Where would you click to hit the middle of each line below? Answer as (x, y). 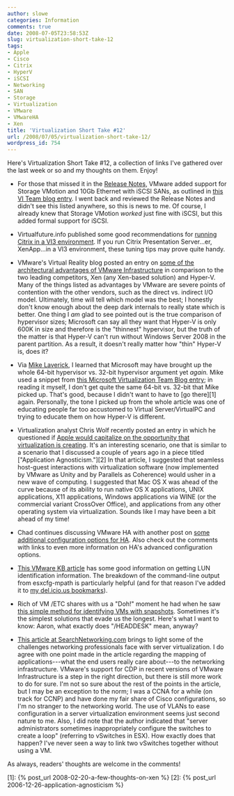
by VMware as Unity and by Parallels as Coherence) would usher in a (116, 475)
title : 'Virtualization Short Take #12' (67, 130)
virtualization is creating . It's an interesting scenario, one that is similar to (122, 445)
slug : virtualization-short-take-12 (60, 40)
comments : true (29, 26)
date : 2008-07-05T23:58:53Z (48, 33)
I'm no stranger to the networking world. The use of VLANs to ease (114, 706)
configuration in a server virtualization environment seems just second (118, 714)
